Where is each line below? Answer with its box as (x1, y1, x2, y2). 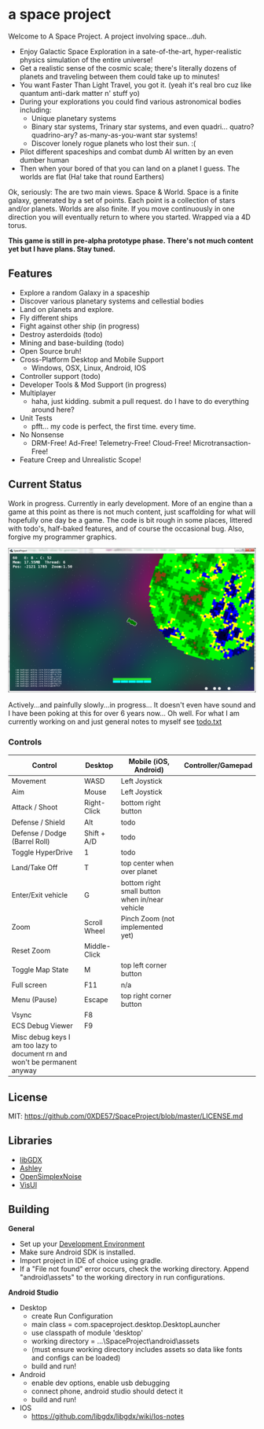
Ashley (19, 1163, 42, 1173)
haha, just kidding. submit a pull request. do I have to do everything (31, 396, 250, 406)
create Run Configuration (31, 1311, 113, 1321)
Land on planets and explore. (19, 304, 114, 314)
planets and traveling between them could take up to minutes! (19, 72, 220, 81)
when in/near (120, 895, 163, 904)
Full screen (11, 980, 47, 990)
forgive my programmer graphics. (8, 532, 117, 542)
